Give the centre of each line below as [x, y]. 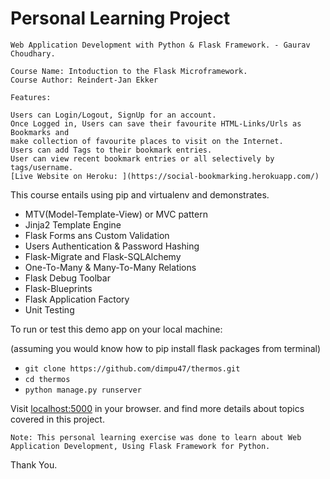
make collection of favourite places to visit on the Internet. [147, 141]
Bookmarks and [40, 132]
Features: [31, 97]
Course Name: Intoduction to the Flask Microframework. [129, 71]
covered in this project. [57, 419]
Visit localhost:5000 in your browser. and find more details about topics [157, 408]
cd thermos [47, 379]
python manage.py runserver [83, 390]
